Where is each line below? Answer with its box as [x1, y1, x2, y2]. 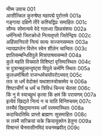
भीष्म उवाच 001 [6, 6, 36, 12]
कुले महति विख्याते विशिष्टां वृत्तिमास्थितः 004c [6, 59, 91, 65]
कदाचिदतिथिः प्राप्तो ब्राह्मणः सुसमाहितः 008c [6, 111, 87, 118]
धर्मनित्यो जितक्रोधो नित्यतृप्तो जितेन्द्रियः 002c [6, 32, 91, 39]
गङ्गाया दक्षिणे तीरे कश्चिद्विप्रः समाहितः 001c [6, 19, 88, 26]
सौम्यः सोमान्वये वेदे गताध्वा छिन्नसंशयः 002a [6, 25, 87, 32]
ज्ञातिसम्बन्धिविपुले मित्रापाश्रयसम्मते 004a [6, 52, 82, 59]
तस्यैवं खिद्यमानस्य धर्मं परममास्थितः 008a [6, 104, 84, 111]
